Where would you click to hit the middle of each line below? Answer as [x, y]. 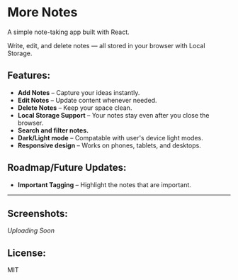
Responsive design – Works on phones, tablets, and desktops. [109, 145]
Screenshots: [38, 213]
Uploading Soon [31, 230]
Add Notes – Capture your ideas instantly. [79, 92]
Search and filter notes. [53, 130]
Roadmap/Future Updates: [67, 168]
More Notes [42, 12]
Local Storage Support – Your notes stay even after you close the [114, 115]
